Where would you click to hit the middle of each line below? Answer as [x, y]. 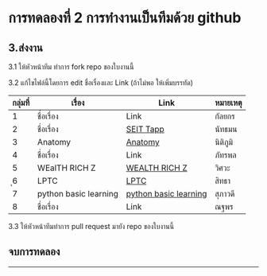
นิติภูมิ [224, 142]
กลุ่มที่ [21, 103]
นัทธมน [226, 129]
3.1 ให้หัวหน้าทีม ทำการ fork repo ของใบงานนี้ [71, 67]
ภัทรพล [225, 155]
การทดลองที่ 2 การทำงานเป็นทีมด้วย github [125, 18]
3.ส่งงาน [26, 47]
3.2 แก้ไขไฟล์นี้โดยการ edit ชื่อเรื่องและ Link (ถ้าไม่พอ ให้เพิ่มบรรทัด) [101, 83]
